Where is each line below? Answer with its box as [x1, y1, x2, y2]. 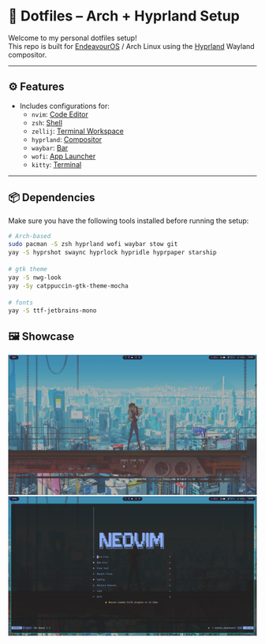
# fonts [8, 299, 34, 307]
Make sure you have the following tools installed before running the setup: [8, 216, 249, 225]
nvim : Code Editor [31, 110, 88, 119]
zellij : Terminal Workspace [31, 126, 125, 136]
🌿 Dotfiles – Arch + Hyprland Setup [8, 7, 241, 25]
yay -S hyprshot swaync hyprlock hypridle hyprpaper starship [8, 248, 217, 257]
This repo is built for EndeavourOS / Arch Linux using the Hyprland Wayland [8, 41, 255, 50]
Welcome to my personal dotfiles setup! [8, 33, 137, 43]
